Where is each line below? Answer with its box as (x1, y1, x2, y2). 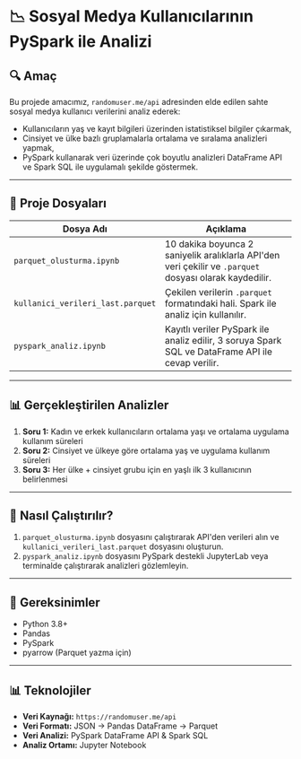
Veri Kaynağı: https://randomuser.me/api (21, 711, 177, 722)
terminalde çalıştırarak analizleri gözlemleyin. (21, 561, 189, 571)
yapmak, (21, 143, 55, 153)
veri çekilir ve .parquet (164, 260, 261, 273)
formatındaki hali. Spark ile (164, 297, 277, 310)
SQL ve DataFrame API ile (164, 345, 273, 358)
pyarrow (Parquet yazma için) (21, 647, 132, 659)
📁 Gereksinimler (9, 595, 100, 610)
